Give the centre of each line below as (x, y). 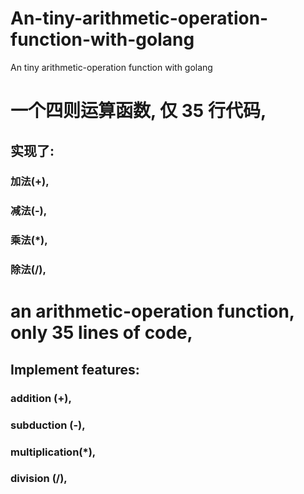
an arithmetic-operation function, (152, 311)
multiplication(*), (53, 452)
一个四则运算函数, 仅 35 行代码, (138, 111)
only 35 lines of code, (101, 333)
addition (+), (41, 398)
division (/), (39, 479)
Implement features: (75, 369)
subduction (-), (48, 425)
